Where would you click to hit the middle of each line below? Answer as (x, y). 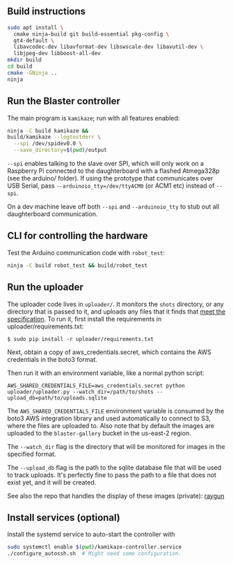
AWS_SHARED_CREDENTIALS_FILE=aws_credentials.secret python (96, 386)
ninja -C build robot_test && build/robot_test (78, 265)
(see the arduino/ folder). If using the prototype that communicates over (110, 178)
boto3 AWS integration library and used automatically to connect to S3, (109, 418)
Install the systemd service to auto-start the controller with (91, 534)
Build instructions (46, 12)
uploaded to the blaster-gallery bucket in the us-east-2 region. (99, 433)
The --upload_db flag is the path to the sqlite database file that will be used (114, 467)
